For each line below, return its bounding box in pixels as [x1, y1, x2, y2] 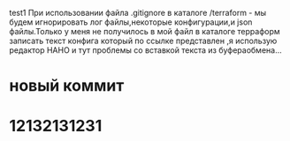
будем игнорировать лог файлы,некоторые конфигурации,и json [9, 17, 253, 27]
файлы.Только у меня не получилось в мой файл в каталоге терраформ [9, 26, 280, 36]
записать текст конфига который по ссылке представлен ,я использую [9, 35, 278, 46]
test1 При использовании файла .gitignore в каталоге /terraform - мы [9, 8, 267, 18]
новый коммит [9, 76, 125, 96]
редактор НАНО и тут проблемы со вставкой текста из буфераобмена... [9, 45, 283, 56]
